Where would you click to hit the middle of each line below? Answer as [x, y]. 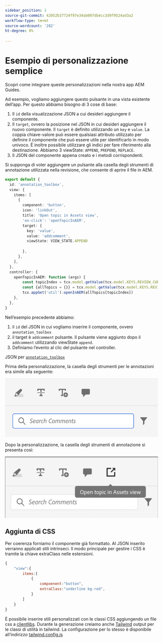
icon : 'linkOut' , [40, 210]
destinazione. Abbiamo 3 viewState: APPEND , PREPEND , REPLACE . [73, 150]
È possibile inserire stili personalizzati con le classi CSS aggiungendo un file [81, 619]
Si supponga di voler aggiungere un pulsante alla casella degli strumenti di [79, 165]
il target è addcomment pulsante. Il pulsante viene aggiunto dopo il [76, 337]
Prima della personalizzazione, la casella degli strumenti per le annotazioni [80, 366]
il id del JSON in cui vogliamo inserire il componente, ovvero [73, 327]
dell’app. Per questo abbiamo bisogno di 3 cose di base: [61, 104]
